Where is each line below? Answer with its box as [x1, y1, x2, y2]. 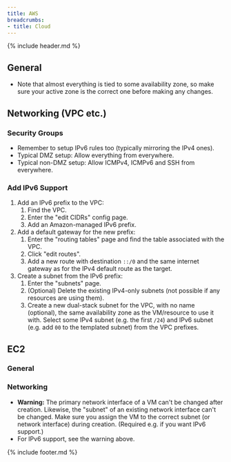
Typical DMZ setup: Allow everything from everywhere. [17, 151, 174, 159]
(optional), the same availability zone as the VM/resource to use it [27, 308, 214, 317]
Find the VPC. [27, 206, 67, 214]
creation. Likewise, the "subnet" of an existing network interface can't [17, 405, 217, 414]
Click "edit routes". [27, 250, 81, 259]
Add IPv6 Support [7, 183, 68, 192]
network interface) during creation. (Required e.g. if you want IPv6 [17, 420, 206, 428]
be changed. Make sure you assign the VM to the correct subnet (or [17, 412, 210, 421]
